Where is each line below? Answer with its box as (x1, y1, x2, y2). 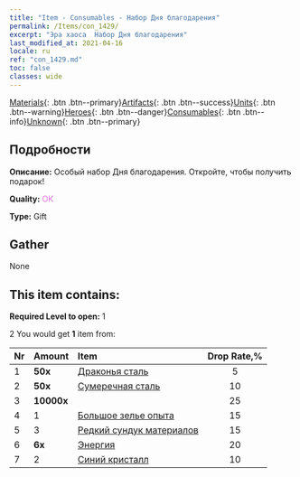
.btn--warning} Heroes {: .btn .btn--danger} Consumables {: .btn (9, 106, 241, 117)
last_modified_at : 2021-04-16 (9, 38, 124, 48)
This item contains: (9, 286, 120, 303)
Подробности (9, 142, 91, 158)
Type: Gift (9, 210, 47, 221)
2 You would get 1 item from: (9, 329, 116, 340)
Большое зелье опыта (77, 409, 174, 422)
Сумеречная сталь (77, 380, 161, 393)
